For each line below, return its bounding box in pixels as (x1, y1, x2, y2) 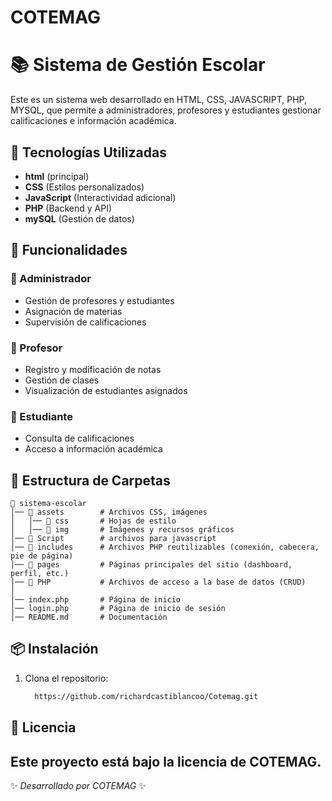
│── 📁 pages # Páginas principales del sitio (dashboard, (10, 560, 293, 570)
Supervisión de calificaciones (24, 316, 147, 328)
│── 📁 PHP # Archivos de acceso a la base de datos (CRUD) (10, 577, 307, 588)
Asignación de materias (24, 305, 123, 317)
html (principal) (24, 170, 90, 182)
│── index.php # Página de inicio (10, 595, 182, 605)
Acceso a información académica (24, 443, 163, 455)
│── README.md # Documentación (10, 612, 168, 623)
